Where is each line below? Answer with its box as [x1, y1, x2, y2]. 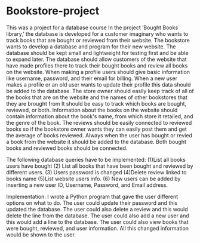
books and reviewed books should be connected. [6, 144, 128, 152]
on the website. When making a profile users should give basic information [6, 68, 190, 75]
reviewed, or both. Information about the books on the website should [6, 106, 178, 113]
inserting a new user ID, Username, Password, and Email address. [6, 181, 168, 189]
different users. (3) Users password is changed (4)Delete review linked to [6, 168, 187, 176]
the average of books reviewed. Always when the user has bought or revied [6, 131, 193, 139]
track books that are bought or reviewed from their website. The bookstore [6, 36, 190, 44]
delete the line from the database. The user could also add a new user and [6, 212, 189, 219]
